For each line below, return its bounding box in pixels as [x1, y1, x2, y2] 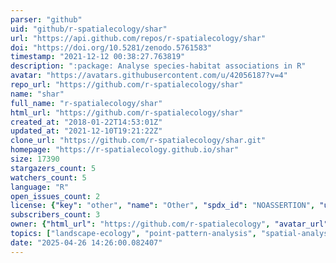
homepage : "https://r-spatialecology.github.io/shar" [10, 145, 240, 155]
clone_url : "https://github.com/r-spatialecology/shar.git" [10, 136, 267, 146]
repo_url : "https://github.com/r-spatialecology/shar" [10, 80, 244, 90]
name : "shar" [10, 89, 65, 99]
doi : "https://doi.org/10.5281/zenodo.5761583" [10, 42, 213, 53]
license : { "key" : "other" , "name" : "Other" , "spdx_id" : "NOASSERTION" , [10, 201, 316, 211]
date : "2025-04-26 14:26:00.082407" [10, 237, 163, 248]
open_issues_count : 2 [10, 191, 101, 201]
